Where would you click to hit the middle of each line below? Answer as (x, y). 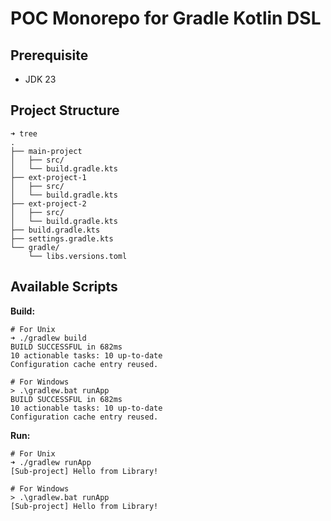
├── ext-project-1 (48, 177)
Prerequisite (49, 55)
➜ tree (24, 133)
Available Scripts (64, 287)
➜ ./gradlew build (48, 338)
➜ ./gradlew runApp (51, 462)
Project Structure (65, 110)
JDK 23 (40, 79)
